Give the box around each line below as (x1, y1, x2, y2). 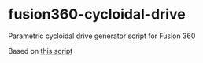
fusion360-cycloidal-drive (8, 5, 186, 23)
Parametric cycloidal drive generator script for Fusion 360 (8, 31, 196, 40)
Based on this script (8, 46, 73, 55)
